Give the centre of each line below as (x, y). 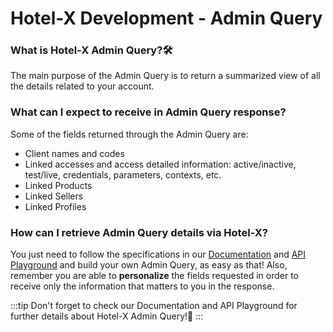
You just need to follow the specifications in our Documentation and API (158, 254)
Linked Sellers (54, 196)
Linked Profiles (55, 206)
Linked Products (58, 185)
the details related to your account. (82, 86)
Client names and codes (74, 153)
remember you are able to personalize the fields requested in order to (155, 276)
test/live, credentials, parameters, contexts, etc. (123, 174)
